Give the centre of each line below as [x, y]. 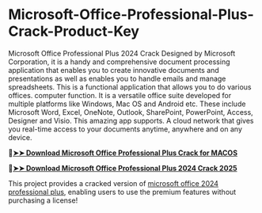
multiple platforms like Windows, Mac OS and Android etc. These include [127, 104]
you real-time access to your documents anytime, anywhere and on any [125, 129]
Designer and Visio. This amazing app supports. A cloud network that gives [131, 120]
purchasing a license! [43, 200]
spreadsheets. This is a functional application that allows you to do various [130, 87]
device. [20, 137]
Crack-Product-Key [74, 31]
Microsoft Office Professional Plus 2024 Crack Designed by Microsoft [122, 53]
